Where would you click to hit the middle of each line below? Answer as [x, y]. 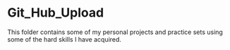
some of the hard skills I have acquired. [65, 39]
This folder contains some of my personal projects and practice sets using [115, 32]
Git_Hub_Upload [56, 13]
